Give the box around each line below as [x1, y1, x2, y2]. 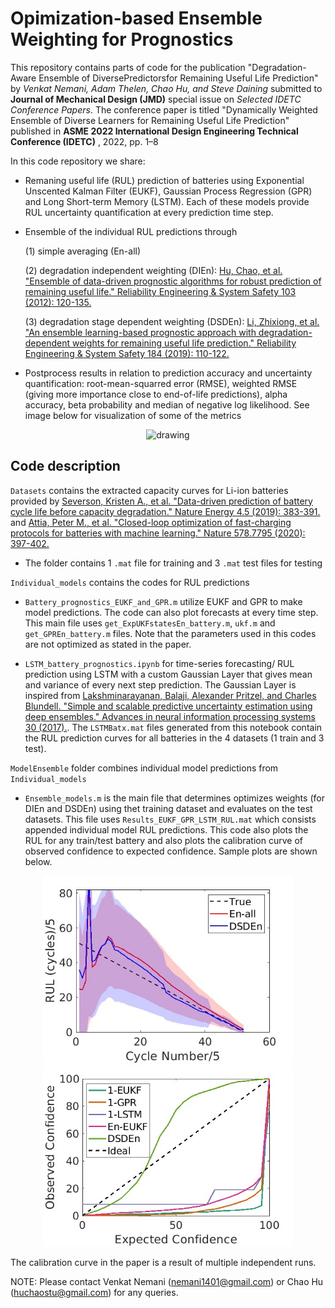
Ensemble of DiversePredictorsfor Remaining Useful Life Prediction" [38, 72, 319, 84]
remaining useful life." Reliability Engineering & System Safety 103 [24, 285, 297, 297]
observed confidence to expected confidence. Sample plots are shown [24, 845, 318, 857]
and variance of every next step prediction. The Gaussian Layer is [24, 678, 297, 691]
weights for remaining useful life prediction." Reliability [72, 337, 297, 349]
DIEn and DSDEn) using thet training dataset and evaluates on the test [24, 802, 313, 814]
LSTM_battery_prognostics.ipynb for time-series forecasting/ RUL [24, 657, 295, 669]
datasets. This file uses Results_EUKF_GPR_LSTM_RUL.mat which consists [24, 813, 317, 825]
